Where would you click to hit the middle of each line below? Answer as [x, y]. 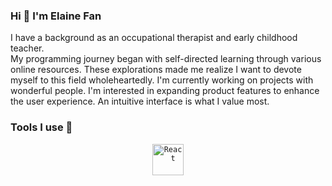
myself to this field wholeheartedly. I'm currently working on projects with [162, 80]
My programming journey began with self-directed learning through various [166, 59]
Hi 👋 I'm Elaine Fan [56, 16]
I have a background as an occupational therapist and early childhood [154, 38]
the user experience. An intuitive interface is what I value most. [140, 101]
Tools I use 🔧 [41, 127]
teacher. [27, 48]
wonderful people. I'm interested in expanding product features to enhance [165, 91]
